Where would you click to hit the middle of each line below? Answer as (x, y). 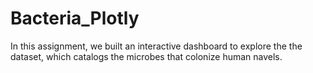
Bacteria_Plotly (75, 18)
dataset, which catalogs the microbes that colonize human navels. (146, 56)
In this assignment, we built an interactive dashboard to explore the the (156, 46)
